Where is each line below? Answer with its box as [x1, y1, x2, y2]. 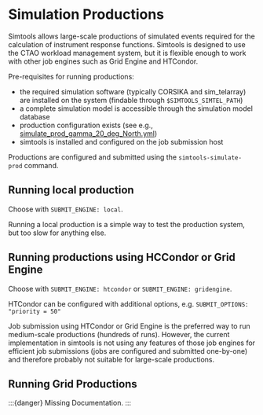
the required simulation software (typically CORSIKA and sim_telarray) [19, 86, 247, 96]
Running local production [8, 183, 135, 197]
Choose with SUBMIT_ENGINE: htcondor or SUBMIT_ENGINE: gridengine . [8, 284, 232, 293]
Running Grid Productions [8, 377, 137, 391]
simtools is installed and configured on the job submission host [19, 137, 224, 146]
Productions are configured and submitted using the [8, 152, 177, 162]
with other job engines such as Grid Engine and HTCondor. [8, 57, 199, 66]
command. [24, 160, 59, 170]
